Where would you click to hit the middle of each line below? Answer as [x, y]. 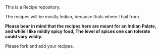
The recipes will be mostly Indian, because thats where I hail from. [73, 16]
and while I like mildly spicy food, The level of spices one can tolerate [78, 31]
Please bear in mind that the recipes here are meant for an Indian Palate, [81, 26]
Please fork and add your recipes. [40, 46]
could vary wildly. [24, 37]
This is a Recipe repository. [33, 7]
